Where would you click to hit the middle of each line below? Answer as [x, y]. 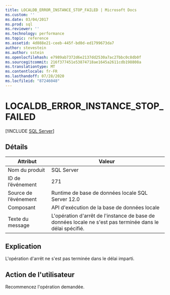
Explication [23, 246]
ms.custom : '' [20, 15]
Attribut [27, 161]
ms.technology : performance [35, 34]
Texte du [18, 219]
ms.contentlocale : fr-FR [31, 72]
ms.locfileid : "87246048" [32, 81]
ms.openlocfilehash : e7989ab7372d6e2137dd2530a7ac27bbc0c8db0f [73, 57]
